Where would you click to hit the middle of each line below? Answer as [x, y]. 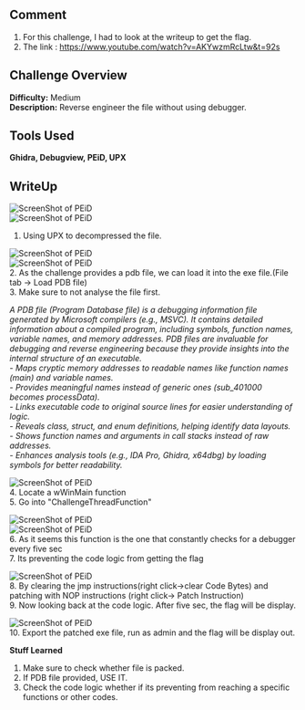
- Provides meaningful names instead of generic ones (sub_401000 [136, 388]
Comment [38, 15]
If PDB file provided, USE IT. [75, 678]
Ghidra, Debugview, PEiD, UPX [68, 158]
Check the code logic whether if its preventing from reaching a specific [156, 687]
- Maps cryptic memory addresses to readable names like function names [149, 368]
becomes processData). [55, 397]
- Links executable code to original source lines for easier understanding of [151, 407]
